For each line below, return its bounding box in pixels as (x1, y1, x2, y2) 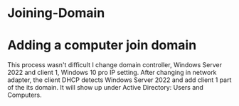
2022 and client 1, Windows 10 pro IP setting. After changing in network (7, 69, 217, 77)
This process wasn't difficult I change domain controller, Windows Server (7, 61, 223, 69)
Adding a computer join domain (7, 37, 197, 54)
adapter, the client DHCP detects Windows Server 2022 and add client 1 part (7, 76, 232, 84)
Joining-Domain (7, 5, 105, 21)
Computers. (7, 90, 43, 100)
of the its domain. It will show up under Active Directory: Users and (7, 83, 204, 92)
